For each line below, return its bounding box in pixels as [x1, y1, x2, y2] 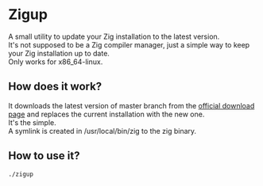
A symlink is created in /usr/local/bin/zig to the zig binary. [8, 126, 197, 135]
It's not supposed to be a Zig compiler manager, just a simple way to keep [8, 40, 250, 49]
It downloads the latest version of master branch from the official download [8, 101, 255, 110]
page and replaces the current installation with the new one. [8, 109, 205, 119]
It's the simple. [8, 117, 57, 127]
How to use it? [8, 149, 80, 163]
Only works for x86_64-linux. [8, 57, 103, 66]
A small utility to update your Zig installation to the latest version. [8, 32, 220, 41]
